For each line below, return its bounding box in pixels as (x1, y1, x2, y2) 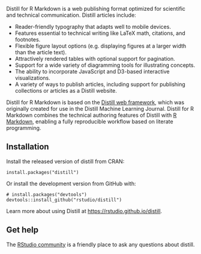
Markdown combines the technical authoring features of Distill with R (6, 111, 177, 119)
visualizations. (14, 75, 51, 81)
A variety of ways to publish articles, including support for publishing (14, 81, 186, 88)
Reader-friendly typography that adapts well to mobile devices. (14, 23, 171, 30)
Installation (6, 141, 49, 152)
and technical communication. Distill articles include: (6, 11, 136, 19)
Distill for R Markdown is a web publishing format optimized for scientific (6, 5, 186, 12)
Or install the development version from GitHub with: (6, 180, 136, 187)
